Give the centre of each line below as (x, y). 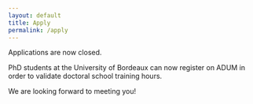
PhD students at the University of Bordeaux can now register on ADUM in (127, 68)
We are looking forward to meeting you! (72, 91)
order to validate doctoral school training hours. (85, 76)
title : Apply (29, 23)
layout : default (35, 15)
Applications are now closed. (55, 53)
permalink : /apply (38, 30)
